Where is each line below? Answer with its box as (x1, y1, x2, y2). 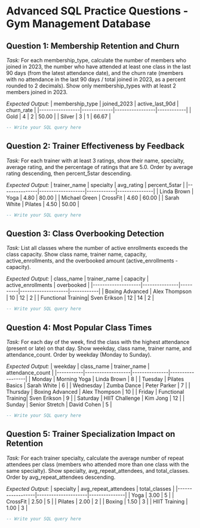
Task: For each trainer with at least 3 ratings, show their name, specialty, (6, 157, 185, 164)
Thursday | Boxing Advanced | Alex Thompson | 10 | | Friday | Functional (6, 388, 184, 396)
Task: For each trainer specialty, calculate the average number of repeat (6, 454, 184, 461)
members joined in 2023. (6, 89, 68, 95)
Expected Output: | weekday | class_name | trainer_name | (6, 363, 150, 370)
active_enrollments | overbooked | (6, 282, 90, 289)
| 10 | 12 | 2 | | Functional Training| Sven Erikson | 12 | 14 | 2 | (6, 294, 154, 301)
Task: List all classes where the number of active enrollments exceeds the (6, 245, 188, 252)
